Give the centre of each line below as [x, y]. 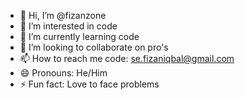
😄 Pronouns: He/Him [63, 73]
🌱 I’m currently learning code [79, 36]
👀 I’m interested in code [68, 26]
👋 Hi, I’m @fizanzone [63, 15]
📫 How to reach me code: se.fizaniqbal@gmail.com [127, 58]
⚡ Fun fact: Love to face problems [89, 84]
